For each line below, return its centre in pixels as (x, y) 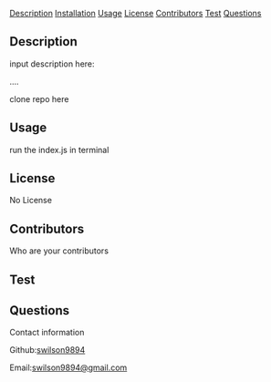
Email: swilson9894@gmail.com (68, 367)
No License (31, 201)
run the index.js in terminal (59, 150)
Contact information (47, 333)
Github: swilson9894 (47, 350)
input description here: (52, 64)
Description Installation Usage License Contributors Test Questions (135, 13)
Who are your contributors (59, 251)
